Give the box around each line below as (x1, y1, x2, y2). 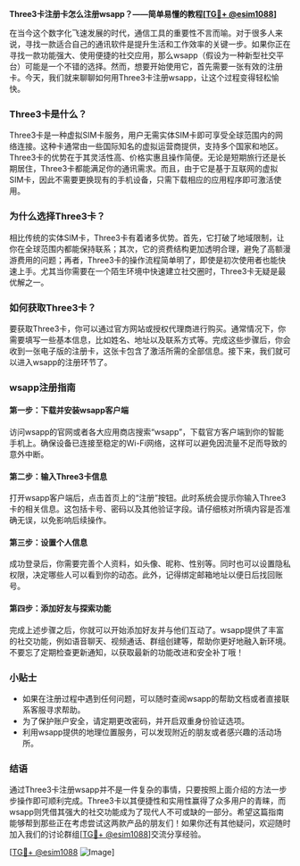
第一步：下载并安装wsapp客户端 (9, 405, 129, 416)
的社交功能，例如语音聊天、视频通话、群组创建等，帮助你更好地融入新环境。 (9, 636, 291, 646)
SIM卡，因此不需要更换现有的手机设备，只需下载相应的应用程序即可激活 (9, 174, 274, 186)
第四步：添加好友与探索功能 (9, 603, 112, 614)
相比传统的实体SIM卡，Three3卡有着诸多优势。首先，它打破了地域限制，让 (9, 232, 285, 243)
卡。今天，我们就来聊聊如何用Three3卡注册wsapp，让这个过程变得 (9, 72, 256, 83)
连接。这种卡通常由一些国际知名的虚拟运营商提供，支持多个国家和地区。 (16, 141, 283, 152)
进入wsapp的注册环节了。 (16, 356, 112, 367)
